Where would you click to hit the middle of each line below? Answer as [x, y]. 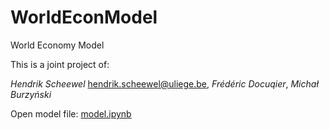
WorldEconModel [84, 17]
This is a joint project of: [60, 64]
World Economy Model [57, 45]
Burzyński [31, 94]
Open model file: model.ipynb [71, 113]
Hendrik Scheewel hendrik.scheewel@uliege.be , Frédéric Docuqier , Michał [164, 83]
